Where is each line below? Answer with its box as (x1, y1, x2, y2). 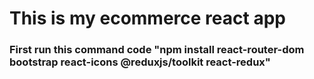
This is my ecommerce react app (9, 7, 286, 30)
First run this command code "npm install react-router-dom (9, 43, 305, 57)
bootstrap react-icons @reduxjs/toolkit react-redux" (9, 55, 271, 69)
